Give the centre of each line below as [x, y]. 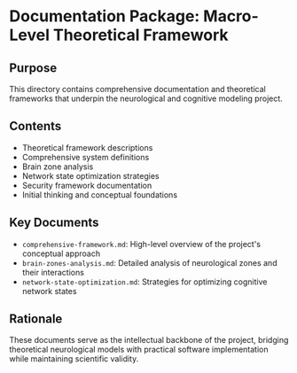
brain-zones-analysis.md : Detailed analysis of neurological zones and [149, 262]
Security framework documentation [87, 185]
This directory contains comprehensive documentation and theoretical [137, 89]
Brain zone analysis [58, 167]
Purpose [33, 68]
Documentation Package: [105, 16]
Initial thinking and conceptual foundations [100, 194]
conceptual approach [61, 253]
